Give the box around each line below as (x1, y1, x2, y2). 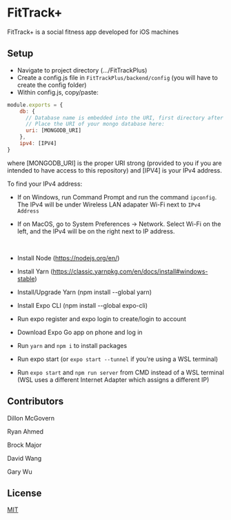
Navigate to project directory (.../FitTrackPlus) (17, 66, 148, 74)
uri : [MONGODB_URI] (25, 127, 81, 134)
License (7, 487, 42, 499)
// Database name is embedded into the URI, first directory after (25, 114, 224, 122)
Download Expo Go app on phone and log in (17, 328, 143, 336)
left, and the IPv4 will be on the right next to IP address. (17, 227, 175, 235)
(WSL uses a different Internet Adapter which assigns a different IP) (17, 375, 210, 384)
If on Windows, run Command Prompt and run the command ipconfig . (17, 193, 217, 201)
